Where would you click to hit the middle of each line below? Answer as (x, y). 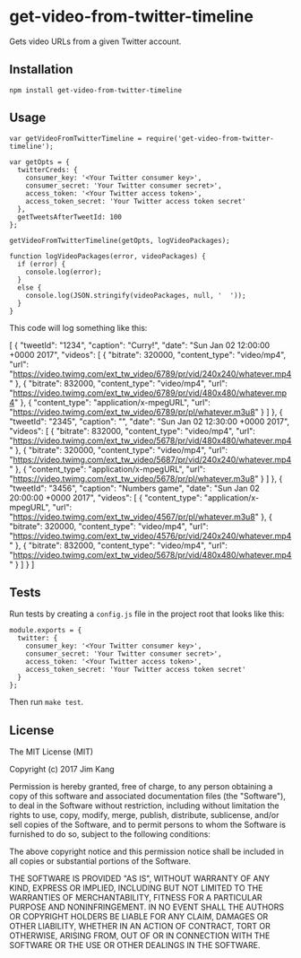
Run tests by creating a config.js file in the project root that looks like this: (147, 614)
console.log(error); (64, 272)
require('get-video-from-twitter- (210, 138)
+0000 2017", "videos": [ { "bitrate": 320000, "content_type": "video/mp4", (148, 354)
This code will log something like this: (78, 327)
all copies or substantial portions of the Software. (100, 861)
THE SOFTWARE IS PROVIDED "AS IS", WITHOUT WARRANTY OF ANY (140, 879)
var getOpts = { (39, 162)
